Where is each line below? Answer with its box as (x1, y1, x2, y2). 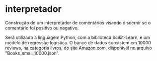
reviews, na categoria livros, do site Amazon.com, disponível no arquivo (5, 45, 153, 51)
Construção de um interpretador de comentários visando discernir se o (5, 20, 151, 26)
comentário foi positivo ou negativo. (5, 25, 79, 30)
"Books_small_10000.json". (5, 50, 60, 56)
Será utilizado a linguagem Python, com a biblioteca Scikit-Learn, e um (5, 34, 151, 40)
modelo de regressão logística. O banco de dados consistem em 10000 (5, 39, 152, 45)
